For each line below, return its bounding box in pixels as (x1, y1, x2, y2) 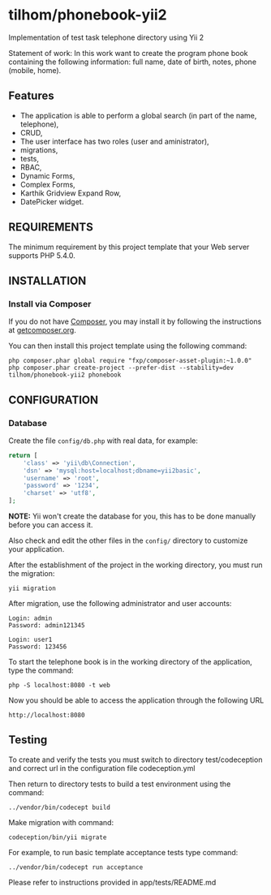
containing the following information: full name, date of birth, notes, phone (8, 57, 257, 67)
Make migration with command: (8, 817, 114, 827)
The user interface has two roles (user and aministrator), (19, 136, 209, 146)
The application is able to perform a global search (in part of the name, (19, 110, 257, 120)
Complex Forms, (19, 179, 75, 189)
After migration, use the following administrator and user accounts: (8, 599, 232, 609)
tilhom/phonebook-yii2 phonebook (8, 371, 122, 379)
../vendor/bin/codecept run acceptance (8, 863, 144, 871)
